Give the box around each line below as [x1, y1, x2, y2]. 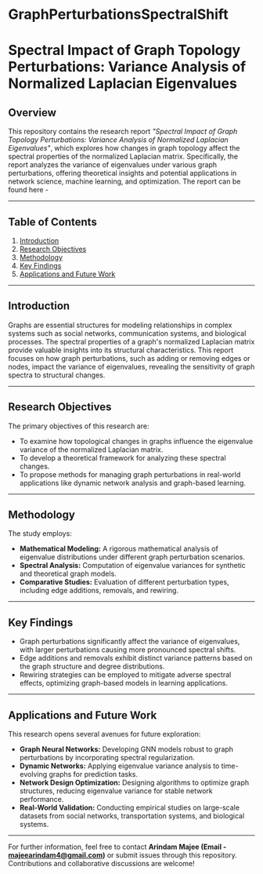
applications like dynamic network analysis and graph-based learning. [19, 478, 247, 487]
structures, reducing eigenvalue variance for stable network [19, 786, 213, 796]
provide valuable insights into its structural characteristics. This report [8, 345, 234, 355]
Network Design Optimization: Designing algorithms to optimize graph [19, 778, 250, 788]
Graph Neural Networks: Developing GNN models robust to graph [19, 745, 233, 754]
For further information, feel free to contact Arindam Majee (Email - [8, 842, 227, 852]
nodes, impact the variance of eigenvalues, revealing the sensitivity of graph [8, 362, 255, 371]
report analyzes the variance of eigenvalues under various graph [8, 160, 218, 169]
